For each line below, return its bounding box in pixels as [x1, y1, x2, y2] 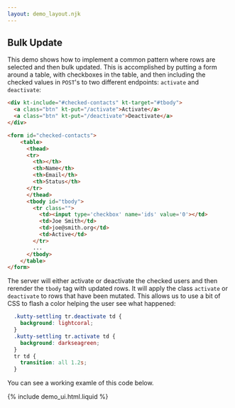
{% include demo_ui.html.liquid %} [7, 392, 109, 401]
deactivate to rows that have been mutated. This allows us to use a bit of [7, 292, 222, 300]
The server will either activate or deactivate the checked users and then [7, 277, 218, 285]
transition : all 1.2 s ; [20, 359, 87, 366]
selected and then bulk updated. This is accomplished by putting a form [7, 63, 218, 72]
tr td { [13, 353, 37, 360]
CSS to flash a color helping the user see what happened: [7, 299, 176, 308]
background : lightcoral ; [20, 320, 94, 327]
